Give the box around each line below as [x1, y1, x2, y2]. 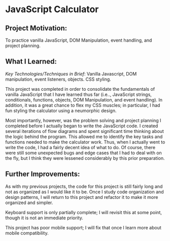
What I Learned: [5, 57, 57, 66]
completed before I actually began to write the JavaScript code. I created [5, 123, 158, 129]
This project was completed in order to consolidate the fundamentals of [5, 86, 155, 92]
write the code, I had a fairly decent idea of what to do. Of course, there [5, 144, 156, 150]
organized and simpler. [5, 199, 53, 205]
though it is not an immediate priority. [5, 215, 84, 221]
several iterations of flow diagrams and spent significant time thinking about [5, 128, 164, 134]
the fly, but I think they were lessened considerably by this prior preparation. [5, 155, 165, 161]
